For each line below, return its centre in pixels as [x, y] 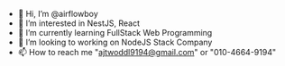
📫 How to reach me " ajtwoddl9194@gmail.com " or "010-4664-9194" [147, 52]
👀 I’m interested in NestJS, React [78, 23]
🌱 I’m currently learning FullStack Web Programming [115, 33]
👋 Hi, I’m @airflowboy [58, 14]
